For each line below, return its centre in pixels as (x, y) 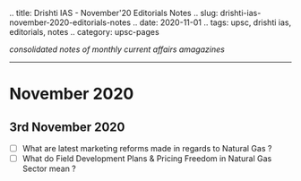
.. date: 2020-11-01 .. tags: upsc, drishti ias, (212, 22)
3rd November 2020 (67, 127)
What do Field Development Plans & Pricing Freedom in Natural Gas (147, 159)
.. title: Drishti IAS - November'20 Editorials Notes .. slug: (114, 13)
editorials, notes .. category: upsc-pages (84, 32)
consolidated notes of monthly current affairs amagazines (117, 49)
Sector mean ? (49, 168)
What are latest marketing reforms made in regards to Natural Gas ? (147, 148)
